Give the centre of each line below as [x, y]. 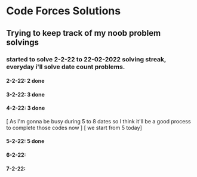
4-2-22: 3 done [26, 108]
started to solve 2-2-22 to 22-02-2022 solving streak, [86, 59]
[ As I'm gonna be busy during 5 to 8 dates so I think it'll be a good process [98, 121]
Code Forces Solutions [64, 11]
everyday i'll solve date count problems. [66, 67]
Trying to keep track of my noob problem [84, 33]
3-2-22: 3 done [25, 94]
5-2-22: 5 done [25, 141]
